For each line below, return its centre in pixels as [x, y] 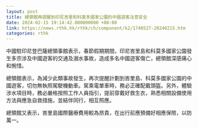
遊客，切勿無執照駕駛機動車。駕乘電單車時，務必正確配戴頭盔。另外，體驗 [101, 85]
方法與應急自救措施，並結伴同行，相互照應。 [60, 100]
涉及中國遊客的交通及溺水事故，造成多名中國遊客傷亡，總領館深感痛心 [107, 58]
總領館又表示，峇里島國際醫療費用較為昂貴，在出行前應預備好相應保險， [94, 113]
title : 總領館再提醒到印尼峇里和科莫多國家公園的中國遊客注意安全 [77, 17]
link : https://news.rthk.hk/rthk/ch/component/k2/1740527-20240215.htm [96, 28]
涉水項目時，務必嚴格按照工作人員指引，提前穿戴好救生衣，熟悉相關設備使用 [99, 93]
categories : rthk [27, 34]
